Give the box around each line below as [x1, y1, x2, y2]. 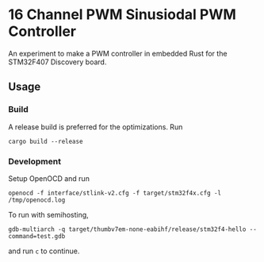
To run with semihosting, [8, 210, 89, 219]
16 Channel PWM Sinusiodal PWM [8, 6, 236, 24]
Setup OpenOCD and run [8, 173, 90, 183]
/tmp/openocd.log [8, 196, 66, 204]
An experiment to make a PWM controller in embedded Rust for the [8, 48, 228, 58]
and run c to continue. [8, 246, 80, 256]
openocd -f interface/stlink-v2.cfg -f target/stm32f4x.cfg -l [8, 189, 222, 197]
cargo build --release [8, 137, 83, 145]
